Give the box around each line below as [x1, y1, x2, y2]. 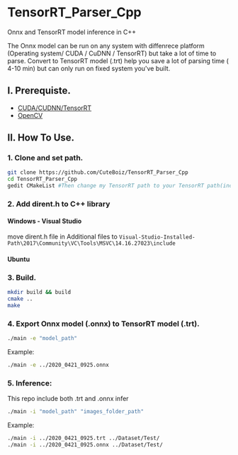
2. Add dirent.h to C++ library [7, 199, 110, 209]
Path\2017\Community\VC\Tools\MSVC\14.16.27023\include [7, 240, 176, 247]
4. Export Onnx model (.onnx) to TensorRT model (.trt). [7, 319, 200, 329]
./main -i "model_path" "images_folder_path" [7, 408, 144, 415]
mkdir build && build [7, 289, 72, 296]
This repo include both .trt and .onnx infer [7, 395, 129, 403]
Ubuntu [7, 255, 30, 263]
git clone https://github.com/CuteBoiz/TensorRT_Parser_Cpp [7, 169, 189, 176]
